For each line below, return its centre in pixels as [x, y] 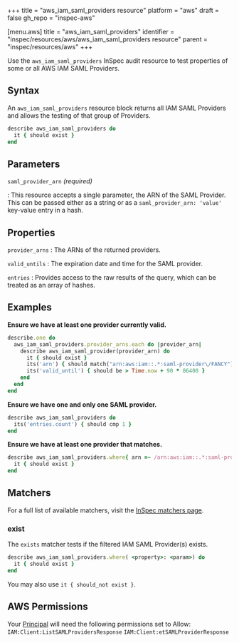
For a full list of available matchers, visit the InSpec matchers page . [106, 510]
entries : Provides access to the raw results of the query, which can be [112, 278]
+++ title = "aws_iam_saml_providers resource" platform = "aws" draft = [113, 10]
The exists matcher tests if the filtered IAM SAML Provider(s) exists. [108, 545]
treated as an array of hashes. [52, 285]
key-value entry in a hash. [45, 211]
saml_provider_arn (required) [50, 181]
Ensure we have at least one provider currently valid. [87, 325]
